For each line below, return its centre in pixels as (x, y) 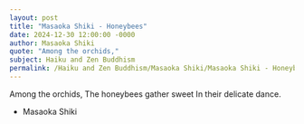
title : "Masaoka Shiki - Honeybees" (78, 26)
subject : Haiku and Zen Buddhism (72, 60)
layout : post (34, 18)
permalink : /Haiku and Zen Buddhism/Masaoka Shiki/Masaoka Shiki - (139, 69)
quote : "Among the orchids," (64, 52)
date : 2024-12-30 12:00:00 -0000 (72, 34)
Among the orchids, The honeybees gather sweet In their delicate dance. (146, 94)
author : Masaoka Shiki (52, 43)
